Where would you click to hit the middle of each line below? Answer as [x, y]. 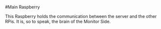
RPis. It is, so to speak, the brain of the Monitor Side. [58, 22]
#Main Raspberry [23, 7]
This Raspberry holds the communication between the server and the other [81, 16]
